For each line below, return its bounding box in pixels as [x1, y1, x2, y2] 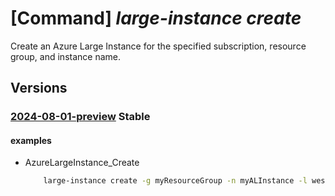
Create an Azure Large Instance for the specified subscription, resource [10, 40, 307, 52]
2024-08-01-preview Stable [10, 110, 151, 124]
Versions [10, 80, 68, 97]
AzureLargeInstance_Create [24, 157, 140, 169]
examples [10, 134, 52, 146]
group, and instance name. [10, 50, 122, 62]
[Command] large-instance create [10, 7, 302, 30]
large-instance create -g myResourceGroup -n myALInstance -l [43, 176, 308, 186]
